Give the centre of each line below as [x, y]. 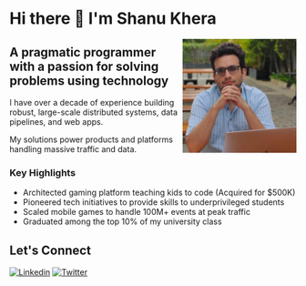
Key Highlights [42, 172]
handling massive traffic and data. [73, 149]
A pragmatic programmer [83, 52]
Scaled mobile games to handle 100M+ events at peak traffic [136, 212]
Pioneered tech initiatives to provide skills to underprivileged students [153, 202]
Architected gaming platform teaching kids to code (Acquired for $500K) [159, 193]
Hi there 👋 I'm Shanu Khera [113, 19]
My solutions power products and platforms [91, 139]
